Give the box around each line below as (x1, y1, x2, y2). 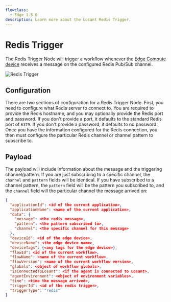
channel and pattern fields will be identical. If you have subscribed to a (5, 177, 154, 183)
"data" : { (10, 212, 31, 217)
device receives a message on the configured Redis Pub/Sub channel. (5, 61, 153, 67)
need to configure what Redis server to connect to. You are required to (5, 105, 154, 111)
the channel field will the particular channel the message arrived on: (5, 188, 148, 194)
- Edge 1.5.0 (10, 12, 38, 17)
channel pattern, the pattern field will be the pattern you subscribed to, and (5, 182, 164, 188)
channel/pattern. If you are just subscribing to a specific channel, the (5, 171, 151, 177)
